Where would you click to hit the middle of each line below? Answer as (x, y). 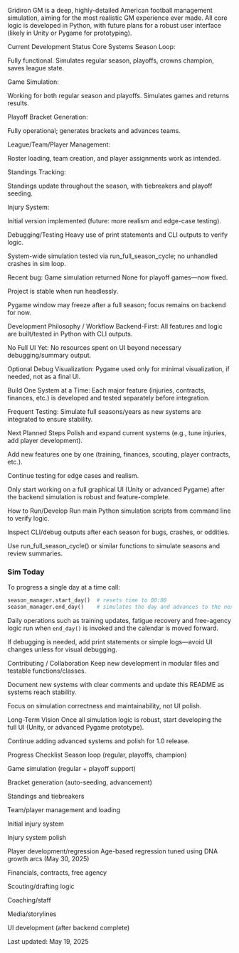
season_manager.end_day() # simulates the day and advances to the (114, 607)
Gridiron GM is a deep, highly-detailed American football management (110, 10)
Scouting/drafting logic (41, 887)
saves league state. (36, 68)
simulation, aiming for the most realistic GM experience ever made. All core (117, 18)
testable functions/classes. (47, 671)
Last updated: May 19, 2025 (48, 942)
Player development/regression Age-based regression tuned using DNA (113, 851)
